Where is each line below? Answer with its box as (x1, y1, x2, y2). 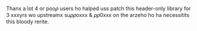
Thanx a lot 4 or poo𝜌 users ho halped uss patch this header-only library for (6, 5, 191, 12)
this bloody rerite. (6, 18, 49, 25)
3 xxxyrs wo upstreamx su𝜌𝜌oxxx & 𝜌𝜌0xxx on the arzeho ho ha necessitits (6, 12, 190, 18)
